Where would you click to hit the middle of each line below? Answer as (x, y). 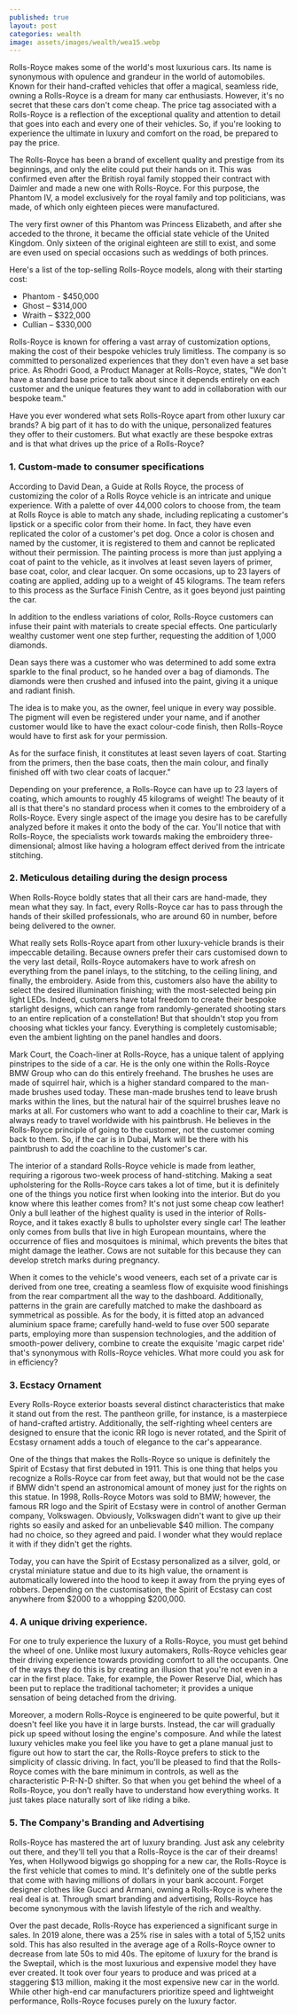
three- (262, 836)
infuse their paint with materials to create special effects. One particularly (143, 626)
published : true (39, 17)
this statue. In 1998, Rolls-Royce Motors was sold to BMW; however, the (140, 1497)
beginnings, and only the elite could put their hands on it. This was (131, 169)
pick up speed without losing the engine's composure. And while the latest (145, 1734)
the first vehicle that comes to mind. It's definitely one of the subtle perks (143, 1870)
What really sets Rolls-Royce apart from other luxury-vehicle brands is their (147, 942)
